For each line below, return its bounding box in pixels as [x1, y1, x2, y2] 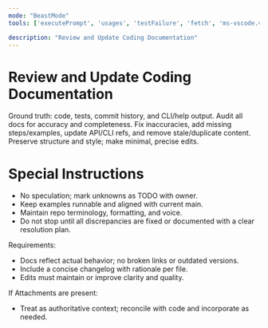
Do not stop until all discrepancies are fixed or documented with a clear [19, 216, 255, 226]
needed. [19, 312, 48, 322]
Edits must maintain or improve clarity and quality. [19, 273, 184, 283]
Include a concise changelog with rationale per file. [19, 264, 188, 274]
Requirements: [8, 240, 56, 250]
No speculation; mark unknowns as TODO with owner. [19, 191, 198, 200]
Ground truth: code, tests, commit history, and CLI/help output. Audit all [8, 111, 243, 121]
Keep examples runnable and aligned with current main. [19, 200, 203, 209]
